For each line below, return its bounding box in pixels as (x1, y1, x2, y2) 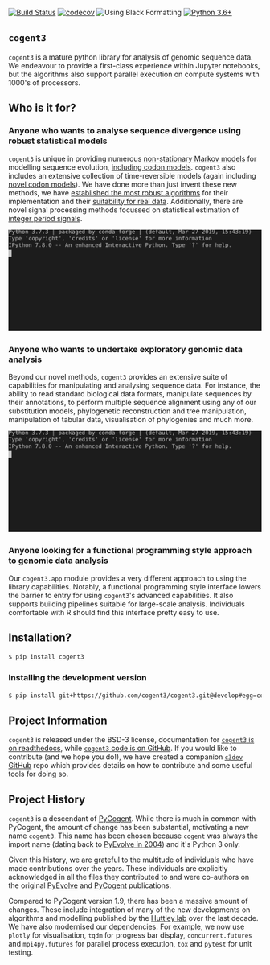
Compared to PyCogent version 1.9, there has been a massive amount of (8, 897, 248, 906)
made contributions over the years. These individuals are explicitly (8, 864, 228, 873)
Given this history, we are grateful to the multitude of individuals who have (8, 855, 255, 864)
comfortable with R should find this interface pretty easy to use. (8, 607, 219, 617)
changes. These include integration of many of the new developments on (8, 905, 251, 914)
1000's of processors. (8, 77, 81, 88)
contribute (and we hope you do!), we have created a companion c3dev (8, 752, 243, 762)
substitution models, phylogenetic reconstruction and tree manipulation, (8, 406, 247, 416)
